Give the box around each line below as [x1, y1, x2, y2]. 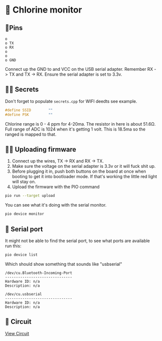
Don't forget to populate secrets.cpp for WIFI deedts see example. [5, 98, 137, 104]
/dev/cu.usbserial [5, 292, 42, 296]
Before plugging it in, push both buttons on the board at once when [12, 168, 147, 174]
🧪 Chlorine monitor [5, 4, 82, 16]
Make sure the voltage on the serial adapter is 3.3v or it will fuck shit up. [12, 163, 156, 169]
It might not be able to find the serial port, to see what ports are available [5, 238, 150, 244]
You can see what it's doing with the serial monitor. [5, 202, 107, 208]
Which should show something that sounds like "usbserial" [5, 261, 122, 267]
